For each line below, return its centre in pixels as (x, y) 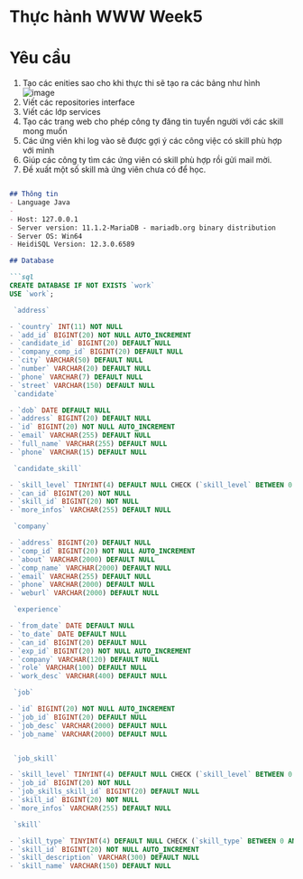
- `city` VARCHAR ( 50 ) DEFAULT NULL (76, 360)
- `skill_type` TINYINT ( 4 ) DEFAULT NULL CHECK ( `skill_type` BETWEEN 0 (147, 841)
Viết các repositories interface (78, 102)
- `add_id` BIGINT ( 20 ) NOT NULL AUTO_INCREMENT (101, 335)
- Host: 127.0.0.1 (44, 219)
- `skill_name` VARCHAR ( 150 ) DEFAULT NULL (90, 866)
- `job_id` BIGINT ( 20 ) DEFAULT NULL (78, 717)
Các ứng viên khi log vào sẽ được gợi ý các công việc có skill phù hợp (152, 141)
